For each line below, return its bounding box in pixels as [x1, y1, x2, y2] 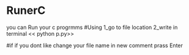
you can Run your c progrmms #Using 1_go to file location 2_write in [6, 24, 178, 31]
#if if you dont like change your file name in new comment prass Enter [6, 42, 183, 49]
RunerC [6, 4, 46, 18]
